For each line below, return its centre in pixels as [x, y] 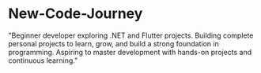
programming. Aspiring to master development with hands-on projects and [130, 52]
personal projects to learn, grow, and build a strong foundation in [113, 43]
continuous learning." [43, 60]
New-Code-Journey [76, 14]
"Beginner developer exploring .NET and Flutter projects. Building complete [131, 35]
